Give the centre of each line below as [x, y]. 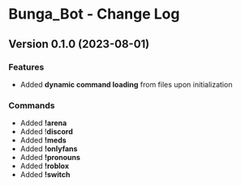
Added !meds [43, 140]
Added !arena [43, 123]
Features [26, 67]
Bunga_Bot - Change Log [94, 14]
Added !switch [45, 175]
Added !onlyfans [49, 149]
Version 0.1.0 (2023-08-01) [79, 44]
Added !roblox [45, 166]
